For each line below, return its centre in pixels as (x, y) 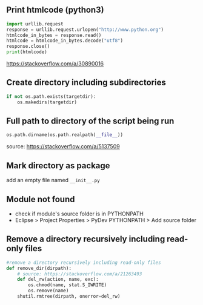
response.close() (28, 47)
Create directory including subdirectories (86, 83)
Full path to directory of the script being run (90, 121)
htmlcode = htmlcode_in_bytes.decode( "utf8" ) (65, 41)
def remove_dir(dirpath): (39, 268)
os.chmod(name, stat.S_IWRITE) (68, 285)
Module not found (41, 199)
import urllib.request (35, 24)
